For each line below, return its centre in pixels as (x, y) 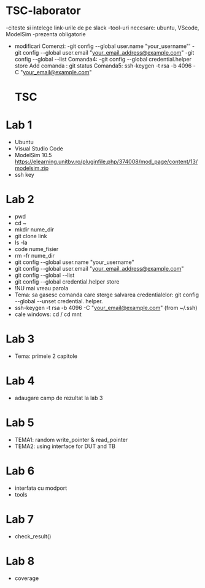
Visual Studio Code (39, 149)
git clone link (31, 236)
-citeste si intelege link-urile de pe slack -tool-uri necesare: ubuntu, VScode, (102, 28)
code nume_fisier (37, 249)
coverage (27, 578)
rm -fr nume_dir (34, 256)
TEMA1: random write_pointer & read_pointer (71, 439)
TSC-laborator (43, 11)
